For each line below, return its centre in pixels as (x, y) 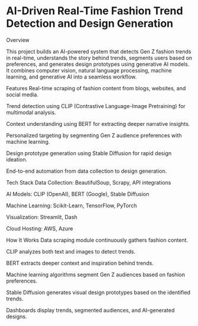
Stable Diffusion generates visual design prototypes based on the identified (98, 292)
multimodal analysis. (31, 112)
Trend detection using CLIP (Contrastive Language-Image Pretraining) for (96, 106)
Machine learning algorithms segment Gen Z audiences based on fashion (96, 274)
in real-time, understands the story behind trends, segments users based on (99, 58)
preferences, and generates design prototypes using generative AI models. (98, 64)
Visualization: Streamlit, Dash (42, 217)
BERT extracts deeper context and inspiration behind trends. (80, 263)
